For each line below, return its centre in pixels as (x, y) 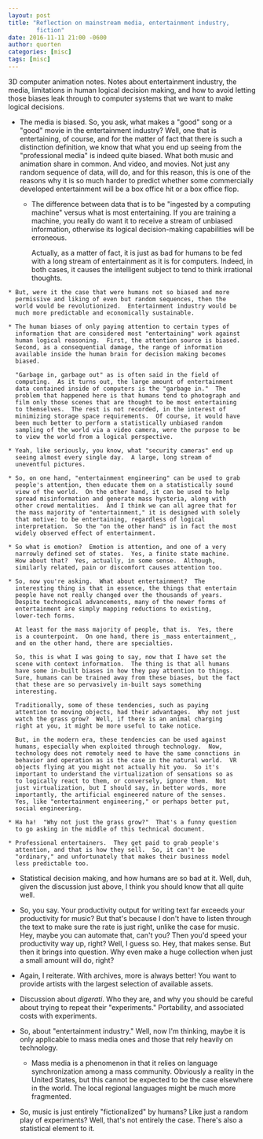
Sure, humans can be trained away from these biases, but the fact (128, 677)
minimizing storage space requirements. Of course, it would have (128, 416)
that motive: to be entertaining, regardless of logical (110, 519)
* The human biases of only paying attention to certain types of (119, 326)
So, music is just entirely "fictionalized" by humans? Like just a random (134, 1111)
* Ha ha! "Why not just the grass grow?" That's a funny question (122, 822)
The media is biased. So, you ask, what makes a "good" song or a (126, 122)
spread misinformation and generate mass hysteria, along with (121, 499)
